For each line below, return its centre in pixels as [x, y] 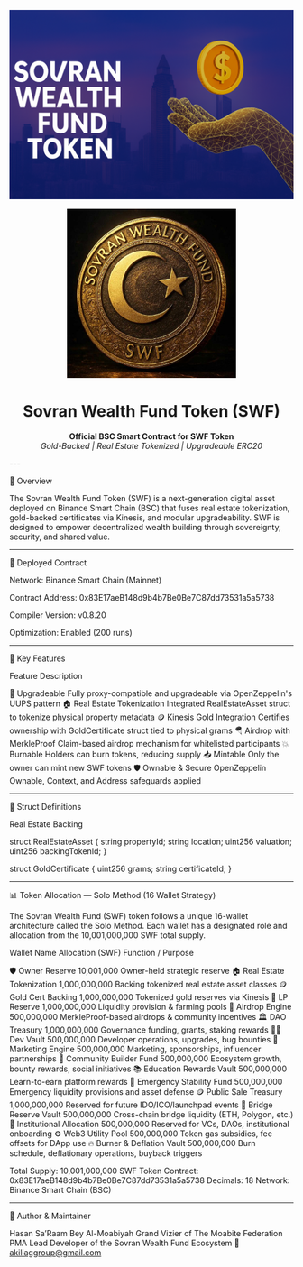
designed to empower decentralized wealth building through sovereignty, [145, 527]
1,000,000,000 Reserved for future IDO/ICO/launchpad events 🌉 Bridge [141, 1105]
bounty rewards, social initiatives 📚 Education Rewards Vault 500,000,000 [148, 1069]
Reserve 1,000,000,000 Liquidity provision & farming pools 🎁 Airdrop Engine [151, 1006]
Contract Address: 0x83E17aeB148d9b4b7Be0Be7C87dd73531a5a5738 [142, 597]
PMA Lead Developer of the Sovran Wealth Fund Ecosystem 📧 [124, 1243]
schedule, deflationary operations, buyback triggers [106, 1153]
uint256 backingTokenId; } [58, 851]
